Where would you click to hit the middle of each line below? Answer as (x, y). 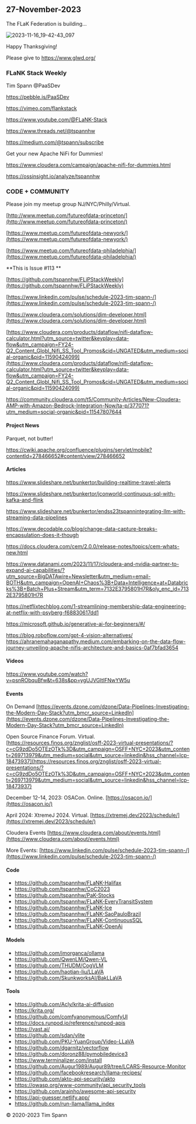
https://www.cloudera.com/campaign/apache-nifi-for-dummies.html (88, 165)
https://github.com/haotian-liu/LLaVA (59, 971)
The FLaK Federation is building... (47, 23)
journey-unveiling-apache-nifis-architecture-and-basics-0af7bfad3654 (92, 647)
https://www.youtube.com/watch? (47, 674)
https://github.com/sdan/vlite (50, 1035)
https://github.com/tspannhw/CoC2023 (62, 889)
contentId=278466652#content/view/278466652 (66, 456)
